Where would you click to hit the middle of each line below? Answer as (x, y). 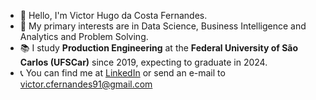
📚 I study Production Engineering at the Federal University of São (159, 48)
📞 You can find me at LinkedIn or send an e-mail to (122, 73)
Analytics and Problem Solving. (84, 36)
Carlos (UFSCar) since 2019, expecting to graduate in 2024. (143, 62)
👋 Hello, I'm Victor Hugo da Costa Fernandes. (113, 15)
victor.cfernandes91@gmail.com (86, 84)
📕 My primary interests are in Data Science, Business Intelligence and (163, 26)
